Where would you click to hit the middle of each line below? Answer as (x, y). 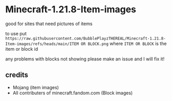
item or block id (22, 49)
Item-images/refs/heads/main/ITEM (42, 44)
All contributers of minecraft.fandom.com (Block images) (73, 93)
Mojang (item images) (36, 87)
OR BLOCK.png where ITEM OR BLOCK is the (124, 43)
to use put (16, 33)
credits (17, 75)
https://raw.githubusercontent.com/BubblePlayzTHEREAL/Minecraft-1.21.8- (86, 38)
